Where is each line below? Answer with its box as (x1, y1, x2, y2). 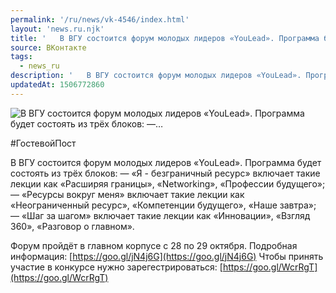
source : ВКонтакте (10, 42, 87, 53)
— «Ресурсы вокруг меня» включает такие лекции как (10, 188, 245, 200)
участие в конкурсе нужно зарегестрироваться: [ (10, 261, 223, 273)
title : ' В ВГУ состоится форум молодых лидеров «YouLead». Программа (10, 33, 320, 43)
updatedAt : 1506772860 (10, 80, 105, 90)
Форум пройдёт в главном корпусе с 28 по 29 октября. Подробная (10, 239, 298, 251)
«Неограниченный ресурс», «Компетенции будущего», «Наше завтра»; (10, 199, 317, 211)
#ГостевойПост (10, 137, 77, 149)
